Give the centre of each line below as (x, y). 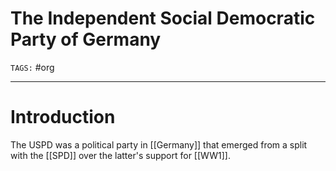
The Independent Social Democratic (163, 18)
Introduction (63, 117)
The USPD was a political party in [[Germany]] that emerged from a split (159, 144)
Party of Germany (86, 39)
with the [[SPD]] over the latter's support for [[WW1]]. (120, 155)
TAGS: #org (32, 67)
